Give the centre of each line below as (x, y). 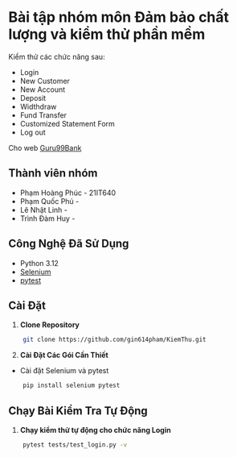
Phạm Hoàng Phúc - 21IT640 (68, 193)
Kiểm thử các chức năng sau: (57, 56)
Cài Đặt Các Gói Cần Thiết (64, 355)
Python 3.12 (39, 263)
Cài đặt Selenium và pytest (64, 371)
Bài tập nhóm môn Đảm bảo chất (119, 17)
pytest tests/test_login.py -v (75, 445)
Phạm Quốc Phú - (49, 201)
